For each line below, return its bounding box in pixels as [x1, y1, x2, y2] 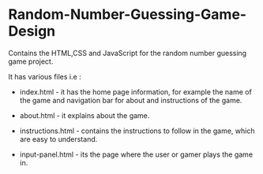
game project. [8, 57, 54, 66]
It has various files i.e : [8, 72, 81, 81]
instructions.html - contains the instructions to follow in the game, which [19, 126, 255, 135]
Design [8, 22, 56, 40]
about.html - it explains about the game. [19, 110, 150, 120]
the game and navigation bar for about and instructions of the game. [19, 95, 242, 105]
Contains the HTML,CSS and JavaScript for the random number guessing [8, 48, 247, 57]
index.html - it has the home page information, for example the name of [19, 87, 253, 96]
